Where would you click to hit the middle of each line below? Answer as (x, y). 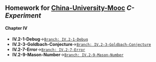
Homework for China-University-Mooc (65, 8)
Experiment (23, 16)
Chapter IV (16, 28)
